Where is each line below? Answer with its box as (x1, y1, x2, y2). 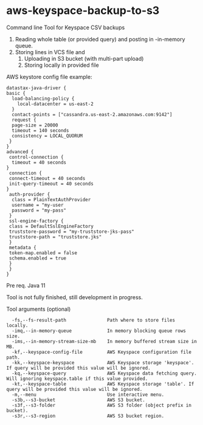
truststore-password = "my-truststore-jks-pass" (9, 229, 135, 235)
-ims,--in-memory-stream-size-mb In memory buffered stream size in (12, 338, 198, 344)
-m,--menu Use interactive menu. (12, 392, 165, 398)
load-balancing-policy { (12, 95, 75, 102)
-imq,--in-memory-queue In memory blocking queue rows (12, 328, 187, 334)
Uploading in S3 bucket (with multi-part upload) (24, 55, 144, 62)
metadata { (9, 244, 36, 251)
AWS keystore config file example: (6, 73, 92, 80)
